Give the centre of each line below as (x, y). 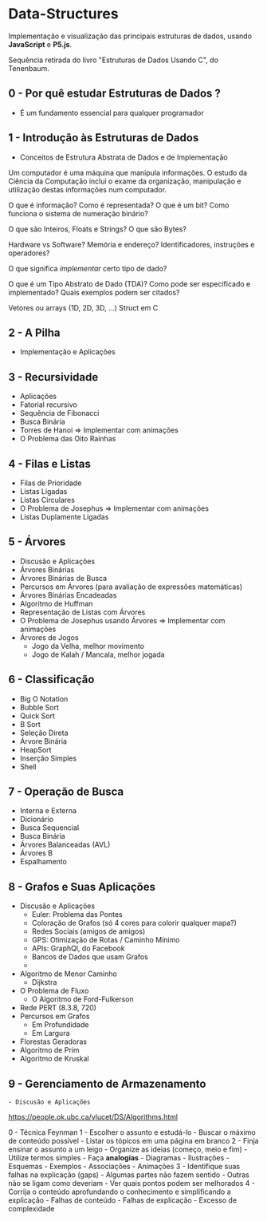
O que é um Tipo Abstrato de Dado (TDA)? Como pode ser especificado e (130, 283)
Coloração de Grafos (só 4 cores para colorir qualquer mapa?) (134, 923)
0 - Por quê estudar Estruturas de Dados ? (115, 94)
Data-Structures (63, 14)
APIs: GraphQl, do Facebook (78, 948)
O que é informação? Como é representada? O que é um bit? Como (119, 205)
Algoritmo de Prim (49, 1050)
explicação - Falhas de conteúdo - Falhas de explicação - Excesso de (123, 1200)
